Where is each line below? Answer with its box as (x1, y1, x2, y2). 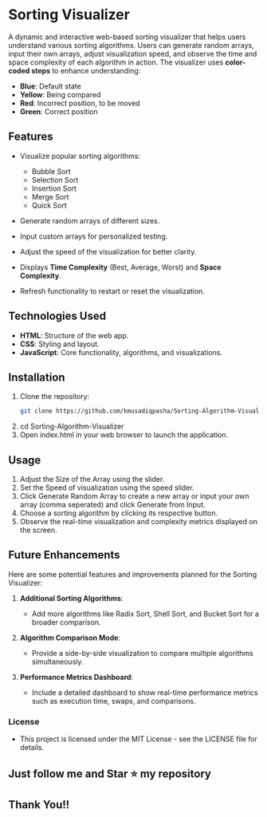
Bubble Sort (31, 166, 72, 176)
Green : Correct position (19, 106, 98, 116)
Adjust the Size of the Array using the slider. (19, 475, 165, 484)
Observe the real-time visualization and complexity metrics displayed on (19, 517, 257, 527)
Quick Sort (31, 200, 68, 210)
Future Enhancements (8, 548, 121, 562)
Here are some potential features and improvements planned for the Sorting (8, 569, 257, 579)
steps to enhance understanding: (31, 65, 141, 75)
